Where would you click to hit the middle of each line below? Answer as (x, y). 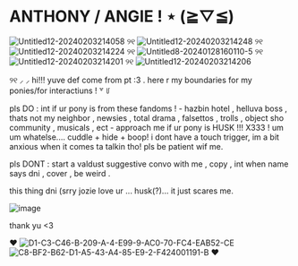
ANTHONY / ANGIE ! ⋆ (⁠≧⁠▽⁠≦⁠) (122, 17)
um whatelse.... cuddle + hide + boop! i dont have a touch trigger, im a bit (145, 137)
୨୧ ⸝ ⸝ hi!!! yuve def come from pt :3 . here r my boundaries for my (131, 80)
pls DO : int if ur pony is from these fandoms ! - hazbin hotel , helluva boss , (149, 108)
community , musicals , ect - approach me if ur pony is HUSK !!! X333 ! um (146, 127)
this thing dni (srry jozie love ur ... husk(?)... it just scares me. (122, 191)
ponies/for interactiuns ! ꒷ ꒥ (60, 90)
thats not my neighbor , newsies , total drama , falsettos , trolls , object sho (147, 117)
